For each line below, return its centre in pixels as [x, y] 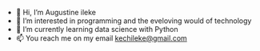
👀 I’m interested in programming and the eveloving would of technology [134, 21]
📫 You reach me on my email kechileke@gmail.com [102, 38]
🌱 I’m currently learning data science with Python [97, 29]
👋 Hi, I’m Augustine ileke [56, 12]
